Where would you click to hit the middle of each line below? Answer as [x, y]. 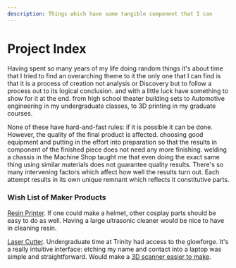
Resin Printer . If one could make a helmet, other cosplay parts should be [112, 213]
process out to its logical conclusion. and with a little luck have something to [118, 91]
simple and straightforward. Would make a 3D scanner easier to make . [109, 256]
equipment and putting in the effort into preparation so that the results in [112, 142]
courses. [20, 113]
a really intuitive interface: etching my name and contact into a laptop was [114, 249]
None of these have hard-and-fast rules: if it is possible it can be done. [110, 127]
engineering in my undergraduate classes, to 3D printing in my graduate [112, 106]
